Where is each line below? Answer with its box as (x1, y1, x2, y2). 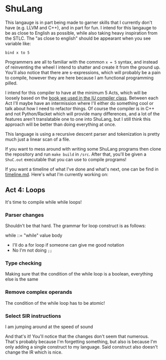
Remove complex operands (5, 289, 72, 296)
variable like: (5, 40, 31, 46)
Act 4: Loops (5, 186, 46, 194)
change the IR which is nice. (5, 349, 63, 355)
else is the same (5, 276, 39, 282)
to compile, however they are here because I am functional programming (5, 75, 154, 81)
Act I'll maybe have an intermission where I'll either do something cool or (5, 100, 154, 106)
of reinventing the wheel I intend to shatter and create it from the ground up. (5, 64, 161, 70)
